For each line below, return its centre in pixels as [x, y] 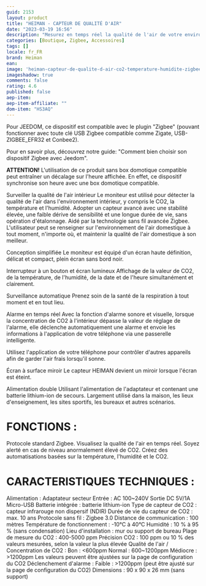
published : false [29, 92]
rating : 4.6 [21, 87]
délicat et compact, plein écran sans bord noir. [65, 259]
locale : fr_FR [25, 52]
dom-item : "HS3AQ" [30, 109]
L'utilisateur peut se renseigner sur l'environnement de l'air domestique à [99, 227]
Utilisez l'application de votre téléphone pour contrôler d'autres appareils [99, 352]
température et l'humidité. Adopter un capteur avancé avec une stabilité [97, 208]
